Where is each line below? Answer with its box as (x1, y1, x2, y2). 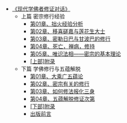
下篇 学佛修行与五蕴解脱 (20, 65, 81, 72)
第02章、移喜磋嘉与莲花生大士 (29, 28, 105, 35)
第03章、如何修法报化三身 (29, 88, 95, 95)
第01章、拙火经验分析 (29, 20, 83, 27)
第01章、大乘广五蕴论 (29, 73, 83, 80)
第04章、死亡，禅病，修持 (29, 43, 95, 50)
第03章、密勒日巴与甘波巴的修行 (29, 35, 111, 42)
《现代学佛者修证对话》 (11, 5, 70, 12)
